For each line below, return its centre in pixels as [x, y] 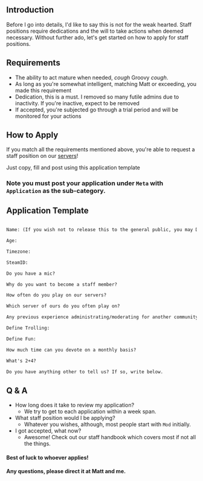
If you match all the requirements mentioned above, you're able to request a [101, 149]
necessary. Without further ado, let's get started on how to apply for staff [98, 37]
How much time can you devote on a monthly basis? [71, 350]
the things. [37, 443]
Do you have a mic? [31, 273]
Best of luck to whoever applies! [47, 457]
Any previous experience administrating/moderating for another [89, 317]
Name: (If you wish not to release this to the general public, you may [100, 230]
